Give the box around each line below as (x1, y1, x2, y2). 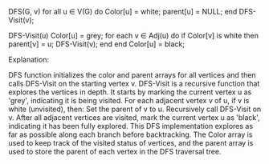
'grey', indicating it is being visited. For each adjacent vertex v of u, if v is (8, 96, 250, 105)
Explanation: (8, 55, 50, 64)
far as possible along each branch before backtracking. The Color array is (8, 130, 253, 139)
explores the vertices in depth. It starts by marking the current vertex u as (8, 87, 252, 97)
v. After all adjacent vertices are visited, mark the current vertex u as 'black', (8, 113, 260, 122)
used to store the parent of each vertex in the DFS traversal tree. (8, 147, 222, 156)
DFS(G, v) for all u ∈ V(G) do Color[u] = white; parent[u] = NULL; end (8, 7, 238, 16)
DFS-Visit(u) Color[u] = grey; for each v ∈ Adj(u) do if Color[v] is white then (8, 31, 259, 40)
